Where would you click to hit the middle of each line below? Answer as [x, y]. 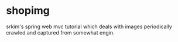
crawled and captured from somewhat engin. [61, 32]
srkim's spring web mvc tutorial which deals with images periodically [89, 26]
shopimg [28, 11]
